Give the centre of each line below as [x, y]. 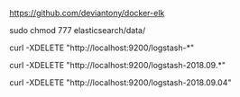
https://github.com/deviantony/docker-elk [87, 13]
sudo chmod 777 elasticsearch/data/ [78, 30]
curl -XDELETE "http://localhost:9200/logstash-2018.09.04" [120, 83]
